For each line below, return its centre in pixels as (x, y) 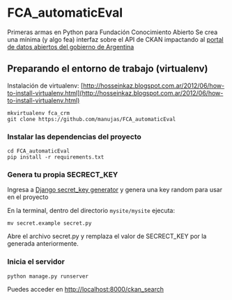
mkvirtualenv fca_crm (39, 113)
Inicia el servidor (36, 262)
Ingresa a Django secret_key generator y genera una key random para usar (115, 190)
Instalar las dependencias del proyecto (74, 136)
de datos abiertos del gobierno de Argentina (71, 47)
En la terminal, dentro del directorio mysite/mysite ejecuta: (91, 211)
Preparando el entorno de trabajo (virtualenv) (108, 69)
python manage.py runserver (48, 276)
